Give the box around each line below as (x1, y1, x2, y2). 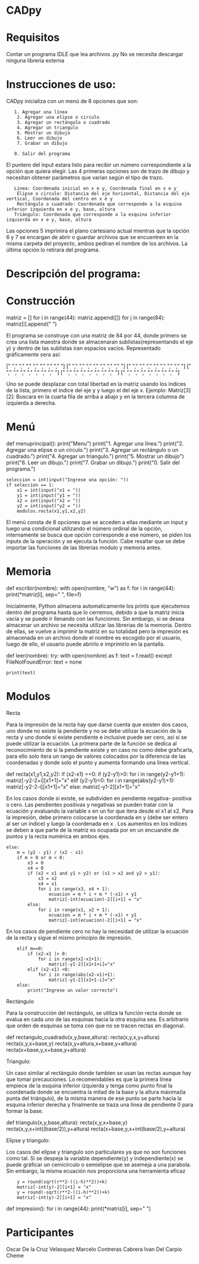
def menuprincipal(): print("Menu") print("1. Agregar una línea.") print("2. (6, 440, 184, 447)
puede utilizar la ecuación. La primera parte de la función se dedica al (6, 740, 177, 747)
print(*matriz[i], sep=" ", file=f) (6, 591, 82, 598)
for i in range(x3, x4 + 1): (37, 886, 110, 892)
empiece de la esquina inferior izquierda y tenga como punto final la (6, 1082, 173, 1089)
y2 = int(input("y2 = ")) (17, 503, 81, 509)
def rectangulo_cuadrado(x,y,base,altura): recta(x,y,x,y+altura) (6, 1034, 160, 1040)
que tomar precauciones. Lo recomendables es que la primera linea (6, 1076, 172, 1083)
